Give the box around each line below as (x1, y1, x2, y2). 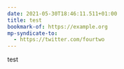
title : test (7, 17, 42, 24)
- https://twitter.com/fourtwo (13, 36, 105, 43)
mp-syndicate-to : (7, 29, 58, 37)
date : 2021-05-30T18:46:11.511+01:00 (7, 10, 118, 17)
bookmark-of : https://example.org (7, 23, 109, 30)
